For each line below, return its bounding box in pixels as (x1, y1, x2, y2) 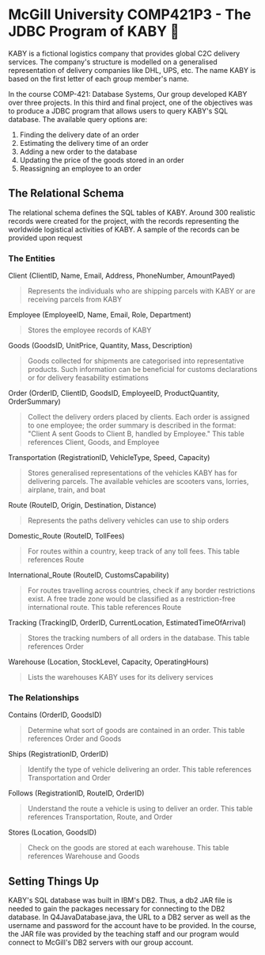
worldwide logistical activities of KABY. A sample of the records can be (8, 224, 240, 234)
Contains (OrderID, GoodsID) (8, 710, 102, 719)
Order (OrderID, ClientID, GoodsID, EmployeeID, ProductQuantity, (8, 389, 220, 398)
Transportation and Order (27, 773, 111, 783)
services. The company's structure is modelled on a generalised (8, 57, 218, 67)
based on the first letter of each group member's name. (8, 74, 190, 83)
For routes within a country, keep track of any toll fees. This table (27, 547, 240, 556)
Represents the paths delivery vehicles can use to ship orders (27, 516, 229, 525)
